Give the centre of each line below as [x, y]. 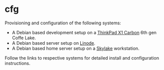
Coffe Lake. [24, 38]
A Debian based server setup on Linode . [54, 43]
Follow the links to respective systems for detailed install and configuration [82, 58]
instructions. [18, 63]
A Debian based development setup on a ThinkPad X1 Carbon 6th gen [84, 32]
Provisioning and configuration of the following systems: [63, 23]
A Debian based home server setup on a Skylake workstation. [76, 48]
